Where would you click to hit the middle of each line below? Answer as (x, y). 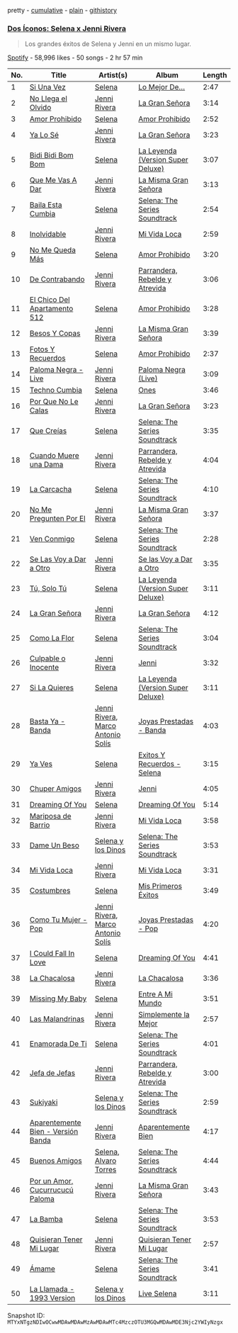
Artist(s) (113, 75)
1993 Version (52, 1298)
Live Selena (157, 1294)
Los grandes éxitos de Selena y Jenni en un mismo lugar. (108, 44)
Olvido (40, 108)
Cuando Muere (54, 456)
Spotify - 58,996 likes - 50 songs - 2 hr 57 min (75, 58)
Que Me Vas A (53, 180)
